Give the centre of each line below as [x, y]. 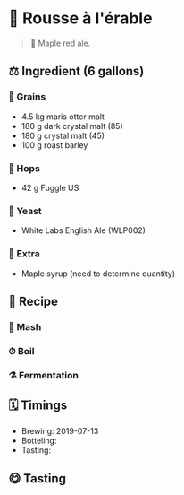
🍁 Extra [25, 254]
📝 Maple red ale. [60, 43]
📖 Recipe [33, 301]
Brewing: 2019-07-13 [60, 431]
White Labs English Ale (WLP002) [84, 230]
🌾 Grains [27, 97]
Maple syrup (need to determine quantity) [98, 274]
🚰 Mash [25, 326]
